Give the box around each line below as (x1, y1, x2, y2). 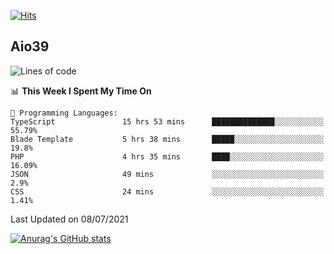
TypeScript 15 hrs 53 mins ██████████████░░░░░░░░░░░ (10, 116, 325, 127)
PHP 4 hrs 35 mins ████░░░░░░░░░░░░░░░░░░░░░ (10, 151, 325, 162)
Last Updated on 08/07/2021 (10, 213, 129, 225)
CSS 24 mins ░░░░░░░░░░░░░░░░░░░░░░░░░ (10, 186, 325, 197)
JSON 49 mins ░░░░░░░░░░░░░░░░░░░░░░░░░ (10, 169, 325, 179)
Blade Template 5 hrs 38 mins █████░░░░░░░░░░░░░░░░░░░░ (10, 134, 325, 144)
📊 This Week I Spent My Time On (10, 85, 152, 97)
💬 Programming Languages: (10, 108, 118, 118)
